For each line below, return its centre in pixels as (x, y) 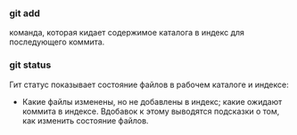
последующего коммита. (57, 42)
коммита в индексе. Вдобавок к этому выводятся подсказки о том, (151, 111)
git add (25, 13)
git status (30, 65)
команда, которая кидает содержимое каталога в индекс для (127, 33)
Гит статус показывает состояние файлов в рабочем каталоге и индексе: (149, 84)
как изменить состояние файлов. (85, 120)
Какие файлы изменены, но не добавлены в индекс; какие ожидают (152, 101)
